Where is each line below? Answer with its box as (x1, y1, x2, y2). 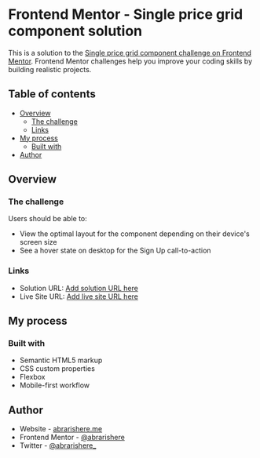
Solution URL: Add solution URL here (19, 283, 139, 293)
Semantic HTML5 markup (19, 355, 103, 365)
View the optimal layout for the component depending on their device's (19, 229, 250, 238)
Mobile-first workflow (19, 380, 90, 390)
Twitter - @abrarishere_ (19, 441, 97, 450)
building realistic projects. (8, 64, 92, 74)
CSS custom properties (19, 364, 96, 373)
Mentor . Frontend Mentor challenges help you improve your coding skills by (8, 56, 253, 66)
